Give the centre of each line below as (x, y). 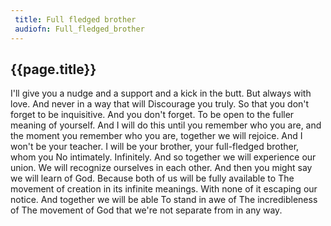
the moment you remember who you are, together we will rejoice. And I (156, 136)
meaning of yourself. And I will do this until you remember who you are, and (166, 125)
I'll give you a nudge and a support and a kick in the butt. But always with (161, 93)
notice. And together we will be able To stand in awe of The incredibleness (164, 200)
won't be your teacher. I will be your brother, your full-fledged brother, (155, 147)
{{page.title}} (53, 69)
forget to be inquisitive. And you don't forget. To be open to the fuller (152, 115)
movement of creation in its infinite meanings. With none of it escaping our (164, 189)
